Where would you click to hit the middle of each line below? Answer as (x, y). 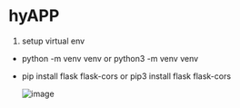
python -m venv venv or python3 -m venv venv (110, 58)
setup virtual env (53, 41)
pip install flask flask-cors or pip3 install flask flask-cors (126, 76)
